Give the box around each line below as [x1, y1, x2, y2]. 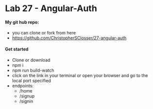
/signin [19, 98, 33, 104]
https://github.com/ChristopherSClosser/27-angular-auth [12, 35, 127, 41]
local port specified [12, 78, 51, 83]
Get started [5, 46, 29, 52]
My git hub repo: [5, 19, 39, 25]
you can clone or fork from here [12, 30, 76, 36]
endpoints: [12, 83, 34, 89]
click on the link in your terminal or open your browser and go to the [12, 72, 148, 78]
